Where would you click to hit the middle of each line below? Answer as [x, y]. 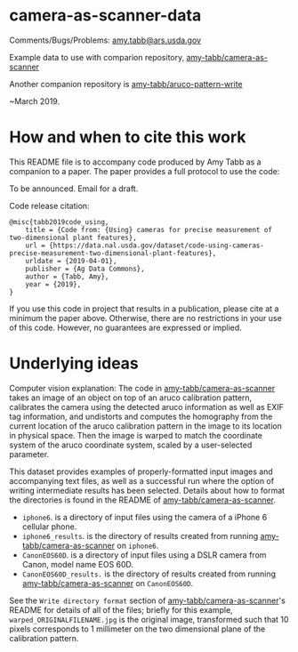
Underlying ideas [74, 363]
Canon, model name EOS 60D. [78, 564]
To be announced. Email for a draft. [74, 189]
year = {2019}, [53, 284]
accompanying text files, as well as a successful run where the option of [141, 480]
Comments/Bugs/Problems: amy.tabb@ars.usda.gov [105, 40]
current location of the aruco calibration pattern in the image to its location [145, 426]
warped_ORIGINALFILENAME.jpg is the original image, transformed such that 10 [149, 619]
